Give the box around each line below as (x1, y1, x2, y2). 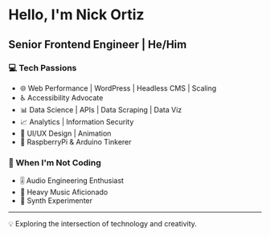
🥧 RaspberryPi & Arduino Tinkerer (19, 136, 132, 146)
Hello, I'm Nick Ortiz (8, 6, 145, 24)
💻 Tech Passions (8, 62, 77, 73)
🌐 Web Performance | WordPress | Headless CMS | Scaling (19, 83, 217, 93)
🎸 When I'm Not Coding (8, 157, 102, 168)
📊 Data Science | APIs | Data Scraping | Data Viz (19, 104, 182, 114)
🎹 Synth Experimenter (19, 196, 93, 205)
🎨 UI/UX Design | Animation (19, 128, 112, 138)
